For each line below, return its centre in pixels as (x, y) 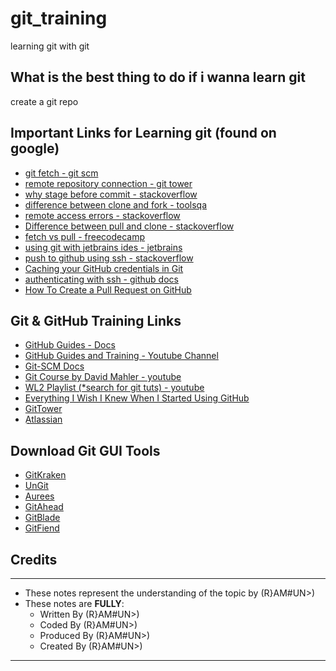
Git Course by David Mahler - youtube (103, 377)
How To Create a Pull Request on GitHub (108, 289)
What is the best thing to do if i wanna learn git (158, 77)
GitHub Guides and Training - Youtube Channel (121, 356)
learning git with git (50, 46)
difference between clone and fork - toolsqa (116, 204)
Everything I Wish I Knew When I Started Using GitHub (137, 398)
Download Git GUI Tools (85, 450)
